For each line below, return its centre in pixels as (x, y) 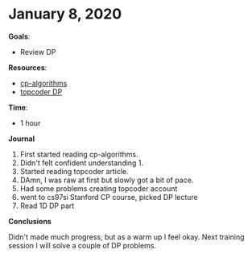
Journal (21, 139)
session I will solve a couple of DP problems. (83, 245)
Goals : (19, 36)
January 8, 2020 (65, 14)
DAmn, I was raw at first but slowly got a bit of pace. (107, 180)
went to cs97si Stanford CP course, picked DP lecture (109, 197)
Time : (18, 107)
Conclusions (30, 221)
